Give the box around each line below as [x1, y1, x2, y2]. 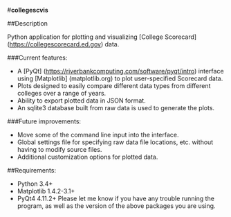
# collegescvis [7, 6, 48, 14]
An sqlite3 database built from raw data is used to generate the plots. [17, 104, 215, 112]
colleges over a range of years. [17, 89, 107, 97]
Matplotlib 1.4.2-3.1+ [17, 187, 75, 195]
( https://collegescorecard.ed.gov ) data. [7, 40, 120, 48]
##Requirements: [7, 166, 57, 174]
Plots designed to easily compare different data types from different [17, 82, 211, 89]
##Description [7, 19, 48, 27]
